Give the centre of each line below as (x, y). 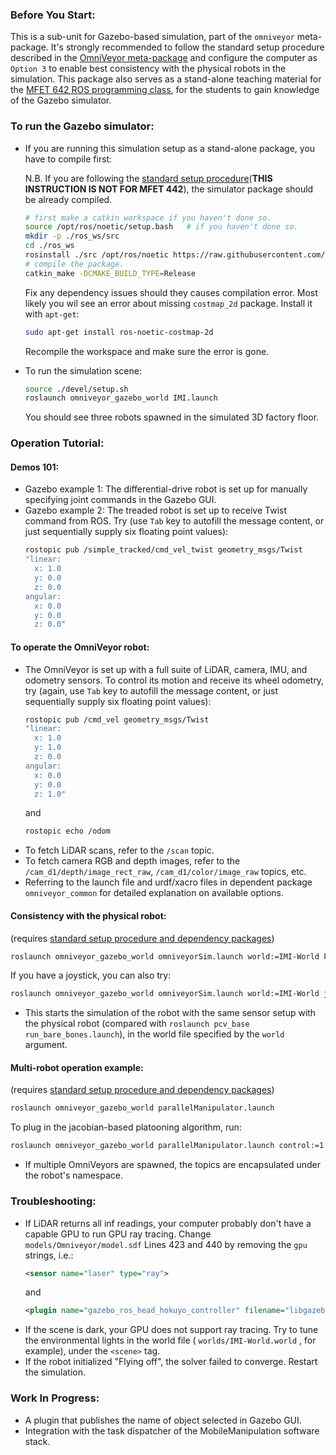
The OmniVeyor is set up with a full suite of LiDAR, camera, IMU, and (166, 669)
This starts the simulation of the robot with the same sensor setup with (170, 1013)
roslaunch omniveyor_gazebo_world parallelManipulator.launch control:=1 (167, 1146)
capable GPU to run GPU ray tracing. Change (118, 1234)
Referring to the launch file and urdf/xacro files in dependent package (168, 882)
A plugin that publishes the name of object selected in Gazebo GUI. (163, 1420)
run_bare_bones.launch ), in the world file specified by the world (154, 1034)
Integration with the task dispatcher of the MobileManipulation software (172, 1430)
